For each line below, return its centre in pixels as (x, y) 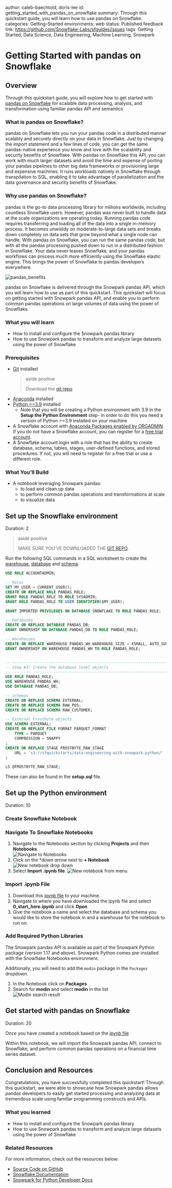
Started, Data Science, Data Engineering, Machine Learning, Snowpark (80, 35)
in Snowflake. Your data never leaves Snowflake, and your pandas (75, 251)
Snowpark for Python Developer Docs (53, 1180)
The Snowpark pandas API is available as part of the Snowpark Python (80, 947)
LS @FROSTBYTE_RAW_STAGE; (33, 767)
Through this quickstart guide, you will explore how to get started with (79, 98)
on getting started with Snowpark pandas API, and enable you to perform (82, 298)
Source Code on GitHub (38, 1169)
